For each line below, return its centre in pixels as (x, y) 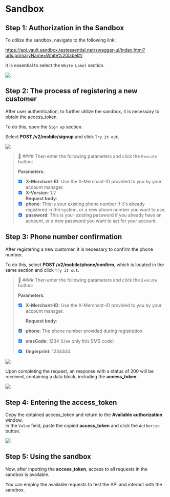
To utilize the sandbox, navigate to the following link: (61, 40)
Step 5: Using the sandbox (48, 457)
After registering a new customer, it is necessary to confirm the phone (79, 249)
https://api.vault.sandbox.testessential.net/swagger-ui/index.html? (75, 50)
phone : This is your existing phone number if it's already (85, 204)
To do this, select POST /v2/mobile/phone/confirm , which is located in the (85, 265)
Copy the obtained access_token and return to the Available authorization (84, 415)
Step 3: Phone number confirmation (64, 237)
